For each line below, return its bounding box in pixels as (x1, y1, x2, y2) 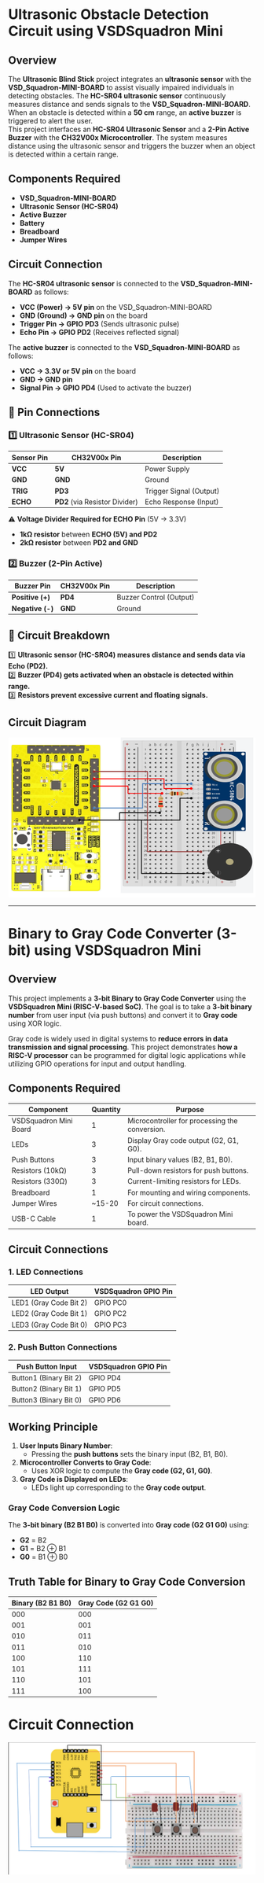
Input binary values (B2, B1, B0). (126, 1155, 233, 1164)
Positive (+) (11, 592, 51, 602)
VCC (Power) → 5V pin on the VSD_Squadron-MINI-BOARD (19, 302, 212, 311)
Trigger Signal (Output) (145, 486, 220, 496)
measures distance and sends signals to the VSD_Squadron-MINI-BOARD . (8, 100, 251, 109)
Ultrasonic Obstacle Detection (8, 6, 210, 24)
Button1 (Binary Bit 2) (11, 1373, 82, 1383)
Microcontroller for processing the (126, 1116, 238, 1126)
